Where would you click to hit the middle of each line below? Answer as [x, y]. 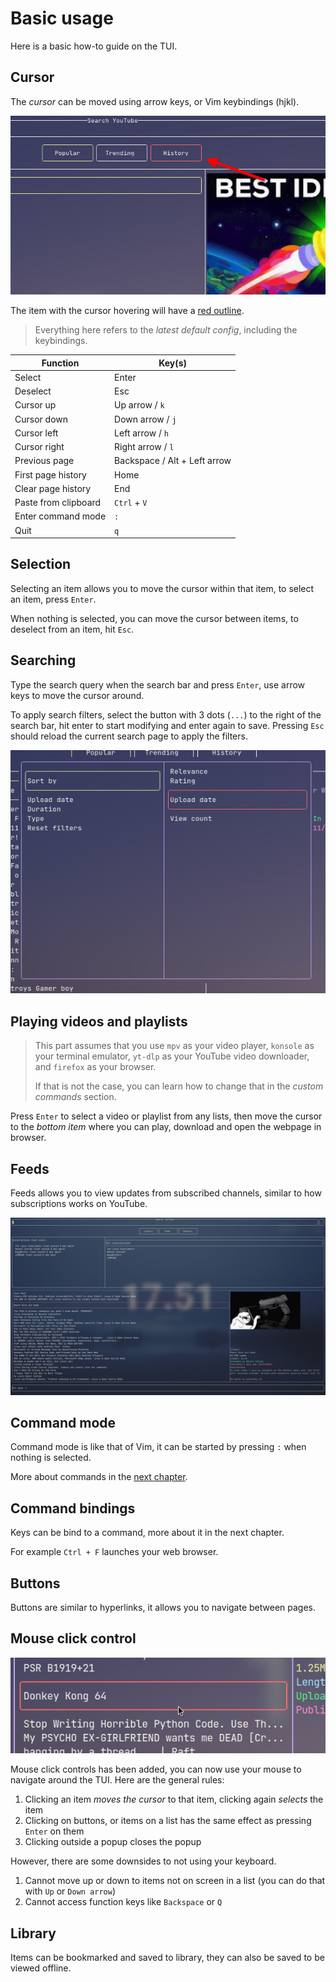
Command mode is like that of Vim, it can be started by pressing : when [158, 1447]
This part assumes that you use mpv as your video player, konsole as [174, 1046]
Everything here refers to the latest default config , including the [166, 330]
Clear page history [53, 488]
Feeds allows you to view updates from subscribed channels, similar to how [166, 1193]
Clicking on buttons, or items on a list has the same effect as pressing [168, 1821]
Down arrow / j [145, 419]
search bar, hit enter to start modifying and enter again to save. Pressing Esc [167, 725]
